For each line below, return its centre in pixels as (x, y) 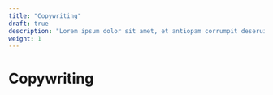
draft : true (28, 24)
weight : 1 (25, 39)
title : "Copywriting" (45, 16)
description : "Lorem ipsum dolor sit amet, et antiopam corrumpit (123, 31)
